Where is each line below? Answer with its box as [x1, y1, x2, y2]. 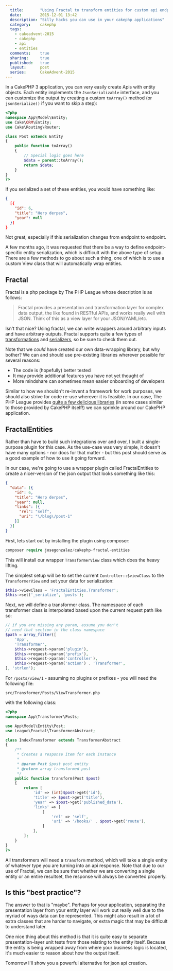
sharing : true [10, 55, 50, 61]
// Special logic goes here [24, 153, 84, 158]
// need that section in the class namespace [5, 627, 105, 633]
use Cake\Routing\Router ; [5, 125, 61, 130]
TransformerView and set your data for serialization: [5, 577, 114, 584]
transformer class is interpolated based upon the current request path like [5, 607, 162, 613]
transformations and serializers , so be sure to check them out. [5, 337, 137, 343]
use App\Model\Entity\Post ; [5, 723, 66, 729]
